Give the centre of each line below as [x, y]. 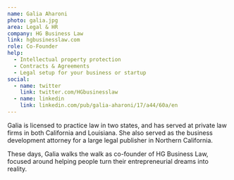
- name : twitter [37, 86]
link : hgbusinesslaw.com [44, 40]
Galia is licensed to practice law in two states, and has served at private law [117, 125]
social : [19, 79]
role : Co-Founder [33, 46]
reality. [17, 169]
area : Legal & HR [33, 27]
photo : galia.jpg [33, 20]
